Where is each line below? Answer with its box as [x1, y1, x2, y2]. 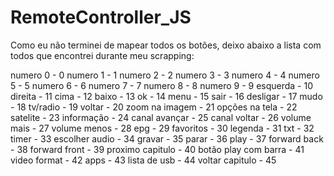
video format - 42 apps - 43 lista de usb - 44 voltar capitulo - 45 [10, 154, 277, 166]
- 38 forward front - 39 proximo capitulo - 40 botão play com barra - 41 [10, 143, 305, 155]
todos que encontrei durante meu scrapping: [10, 49, 195, 61]
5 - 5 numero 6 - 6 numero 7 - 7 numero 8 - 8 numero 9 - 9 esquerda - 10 [10, 79, 314, 91]
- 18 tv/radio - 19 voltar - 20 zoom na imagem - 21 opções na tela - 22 [10, 101, 298, 113]
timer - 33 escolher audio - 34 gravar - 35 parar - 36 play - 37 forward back [10, 132, 324, 145]
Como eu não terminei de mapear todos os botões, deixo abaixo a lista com [10, 39, 322, 51]
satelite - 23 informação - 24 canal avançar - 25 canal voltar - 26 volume [10, 111, 312, 123]
